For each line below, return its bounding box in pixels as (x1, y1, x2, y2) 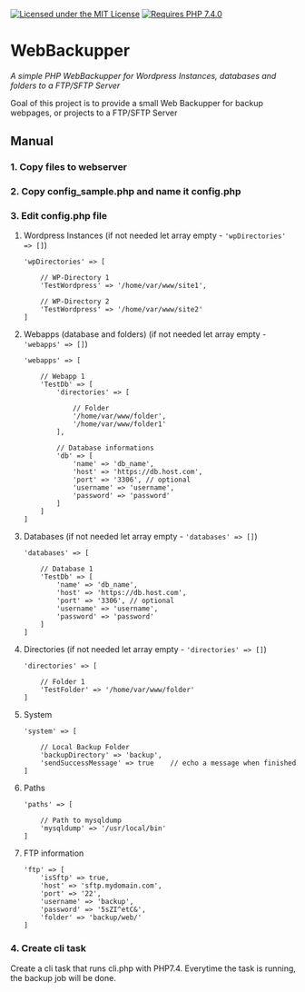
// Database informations (56, 443, 154, 453)
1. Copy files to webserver (10, 161, 128, 174)
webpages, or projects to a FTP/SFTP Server (10, 107, 178, 118)
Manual (10, 134, 54, 149)
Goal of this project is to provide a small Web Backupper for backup (10, 97, 264, 108)
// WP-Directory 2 (40, 297, 110, 306)
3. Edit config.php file (10, 210, 108, 223)
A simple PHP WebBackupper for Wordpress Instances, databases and (10, 70, 277, 81)
